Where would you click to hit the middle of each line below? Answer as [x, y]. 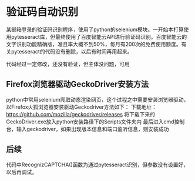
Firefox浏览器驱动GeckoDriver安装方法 [78, 84]
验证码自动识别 [42, 12]
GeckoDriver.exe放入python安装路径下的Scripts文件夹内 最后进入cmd [90, 122]
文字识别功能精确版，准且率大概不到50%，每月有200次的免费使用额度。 [94, 44]
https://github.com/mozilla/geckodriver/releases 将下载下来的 [81, 114]
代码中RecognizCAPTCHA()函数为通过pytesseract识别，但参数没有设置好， [97, 165]
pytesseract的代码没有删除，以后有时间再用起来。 [72, 51]
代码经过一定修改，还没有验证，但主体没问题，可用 [68, 64]
